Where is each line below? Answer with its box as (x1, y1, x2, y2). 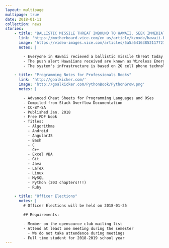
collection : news (5, 21, 42, 27)
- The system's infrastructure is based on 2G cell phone (23, 64, 147, 69)
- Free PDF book (23, 114, 57, 119)
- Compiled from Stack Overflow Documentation (23, 100, 123, 105)
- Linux (27, 170, 44, 175)
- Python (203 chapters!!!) (27, 180, 87, 185)
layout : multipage (5, 7, 44, 13)
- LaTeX (27, 166, 44, 171)
